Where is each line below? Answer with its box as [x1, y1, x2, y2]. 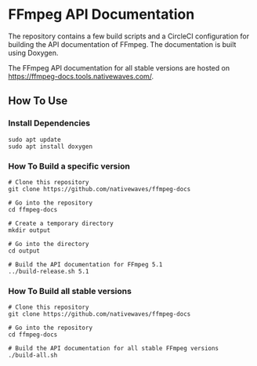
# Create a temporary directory [8, 219, 114, 227]
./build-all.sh [8, 351, 58, 360]
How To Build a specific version [8, 161, 131, 172]
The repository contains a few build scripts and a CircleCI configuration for [8, 31, 250, 41]
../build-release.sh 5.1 [8, 267, 89, 275]
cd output [8, 247, 41, 255]
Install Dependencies [8, 118, 91, 129]
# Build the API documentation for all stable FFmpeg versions [8, 345, 219, 353]
